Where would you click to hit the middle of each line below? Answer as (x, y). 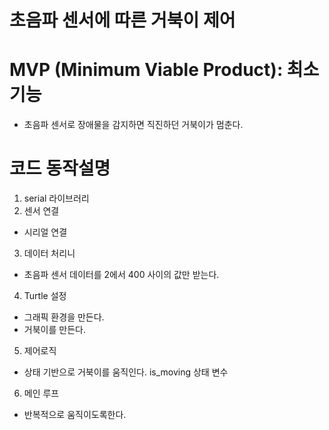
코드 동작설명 (60, 168)
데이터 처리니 (49, 253)
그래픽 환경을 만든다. (64, 317)
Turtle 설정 (45, 296)
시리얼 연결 (45, 232)
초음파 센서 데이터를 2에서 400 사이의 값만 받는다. (121, 275)
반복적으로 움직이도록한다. (75, 415)
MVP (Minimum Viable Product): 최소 (164, 70)
